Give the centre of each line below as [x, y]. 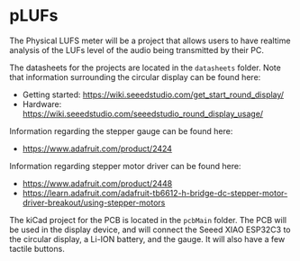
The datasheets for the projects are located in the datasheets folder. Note [145, 67]
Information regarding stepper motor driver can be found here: [125, 166]
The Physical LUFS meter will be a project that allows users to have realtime [150, 40]
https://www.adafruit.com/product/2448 [97, 183]
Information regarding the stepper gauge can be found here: [121, 130]
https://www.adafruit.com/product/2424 [97, 148]
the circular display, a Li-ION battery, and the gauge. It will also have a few [147, 238]
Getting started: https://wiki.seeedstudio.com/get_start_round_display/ [153, 94]
